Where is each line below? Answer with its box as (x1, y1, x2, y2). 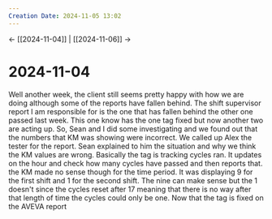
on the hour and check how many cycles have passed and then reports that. (8, 158, 263, 168)
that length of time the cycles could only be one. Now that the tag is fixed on (8, 192, 264, 203)
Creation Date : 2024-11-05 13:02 (8, 11, 122, 20)
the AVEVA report (8, 201, 67, 211)
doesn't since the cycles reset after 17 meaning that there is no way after (8, 184, 252, 194)
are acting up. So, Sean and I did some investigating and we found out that (8, 123, 258, 134)
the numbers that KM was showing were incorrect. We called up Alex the (8, 132, 253, 142)
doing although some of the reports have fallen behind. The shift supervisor (8, 98, 261, 108)
